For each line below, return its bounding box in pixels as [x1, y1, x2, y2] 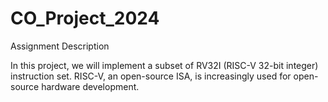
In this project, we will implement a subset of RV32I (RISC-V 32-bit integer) [10, 59, 319, 71]
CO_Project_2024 [10, 7, 160, 30]
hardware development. [41, 80, 140, 92]
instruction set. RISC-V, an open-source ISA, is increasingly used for [10, 70, 292, 82]
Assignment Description [10, 40, 110, 52]
